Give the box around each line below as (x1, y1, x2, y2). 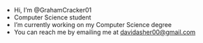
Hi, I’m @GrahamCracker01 (13, 6, 92, 14)
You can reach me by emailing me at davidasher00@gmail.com (13, 28, 196, 36)
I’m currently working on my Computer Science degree (13, 21, 172, 28)
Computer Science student (13, 13, 92, 21)
